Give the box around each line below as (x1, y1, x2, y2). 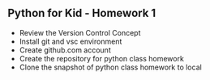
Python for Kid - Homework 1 (7, 6, 156, 20)
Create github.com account (19, 44, 111, 55)
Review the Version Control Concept (19, 27, 141, 37)
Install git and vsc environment (19, 36, 122, 46)
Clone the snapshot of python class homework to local (19, 62, 202, 72)
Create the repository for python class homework (19, 53, 184, 63)
